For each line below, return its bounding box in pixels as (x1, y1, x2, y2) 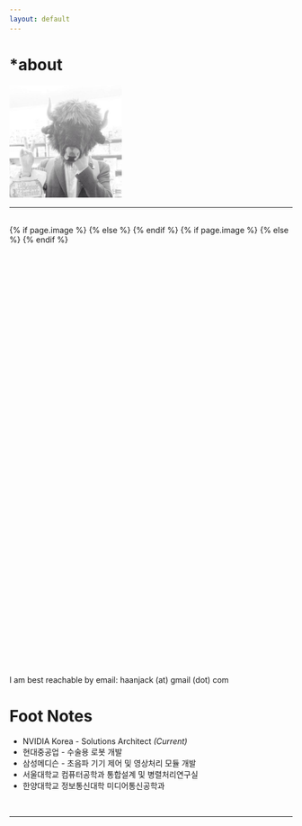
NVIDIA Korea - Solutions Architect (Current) (22, 735, 188, 747)
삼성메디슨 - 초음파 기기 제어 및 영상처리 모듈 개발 (22, 758, 197, 768)
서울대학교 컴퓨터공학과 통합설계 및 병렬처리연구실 (22, 768, 199, 779)
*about (9, 54, 63, 75)
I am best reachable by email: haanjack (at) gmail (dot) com (9, 674, 229, 685)
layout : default (9, 14, 70, 23)
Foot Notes (9, 705, 93, 726)
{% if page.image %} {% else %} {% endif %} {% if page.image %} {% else (9, 224, 289, 235)
